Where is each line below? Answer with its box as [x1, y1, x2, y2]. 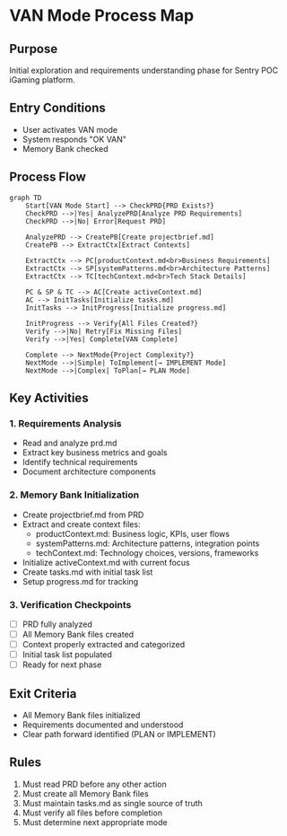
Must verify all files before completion [22, 807, 163, 818]
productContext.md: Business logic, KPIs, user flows [35, 528, 230, 539]
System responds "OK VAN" [22, 134, 127, 145]
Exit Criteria [9, 686, 77, 701]
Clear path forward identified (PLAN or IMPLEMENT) [22, 729, 217, 740]
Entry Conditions [9, 101, 106, 116]
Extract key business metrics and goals [22, 447, 168, 458]
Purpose [9, 41, 58, 57]
